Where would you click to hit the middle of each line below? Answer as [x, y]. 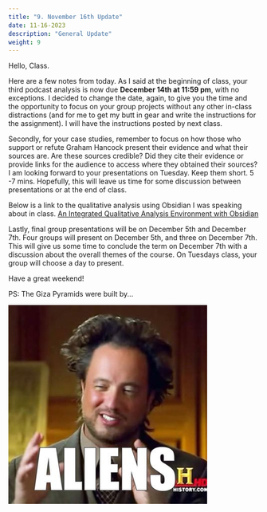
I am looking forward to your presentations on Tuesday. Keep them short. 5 [131, 173]
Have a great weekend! [46, 278]
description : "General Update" [60, 33]
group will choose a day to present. [66, 263]
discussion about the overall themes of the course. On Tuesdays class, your [133, 254]
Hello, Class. [29, 66]
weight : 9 [25, 42]
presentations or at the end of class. [68, 190]
